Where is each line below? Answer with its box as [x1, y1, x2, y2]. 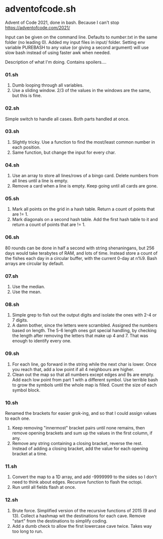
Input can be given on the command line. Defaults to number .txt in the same [5, 34, 158, 40]
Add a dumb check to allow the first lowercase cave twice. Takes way [12, 523, 152, 529]
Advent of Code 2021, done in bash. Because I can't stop [5, 19, 119, 25]
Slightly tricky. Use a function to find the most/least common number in [12, 139, 155, 145]
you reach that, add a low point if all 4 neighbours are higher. [12, 366, 135, 372]
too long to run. [12, 528, 43, 534]
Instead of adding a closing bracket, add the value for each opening [12, 446, 148, 451]
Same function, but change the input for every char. [12, 149, 116, 155]
